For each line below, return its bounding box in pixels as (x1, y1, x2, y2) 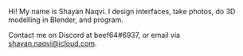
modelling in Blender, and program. (8, 15, 123, 24)
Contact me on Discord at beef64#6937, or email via (8, 31, 181, 39)
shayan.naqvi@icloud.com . (8, 39, 97, 48)
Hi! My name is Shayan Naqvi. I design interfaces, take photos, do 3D (8, 7, 236, 16)
